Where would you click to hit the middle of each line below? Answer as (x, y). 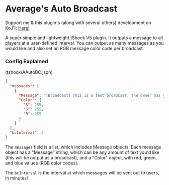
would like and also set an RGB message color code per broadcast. (75, 48)
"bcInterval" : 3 (27, 133)
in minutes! (17, 178)
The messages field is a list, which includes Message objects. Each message (83, 147)
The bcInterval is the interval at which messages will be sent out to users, (82, 172)
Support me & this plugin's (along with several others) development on (78, 23)
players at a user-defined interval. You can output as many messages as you (84, 43)
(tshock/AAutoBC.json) (29, 72)
